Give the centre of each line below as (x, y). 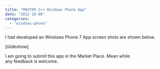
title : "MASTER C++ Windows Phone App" (46, 10)
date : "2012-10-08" (25, 14)
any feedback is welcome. (32, 61)
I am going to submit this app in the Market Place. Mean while (68, 56)
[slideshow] (17, 46)
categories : (17, 19)
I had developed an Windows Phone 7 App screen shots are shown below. (80, 37)
